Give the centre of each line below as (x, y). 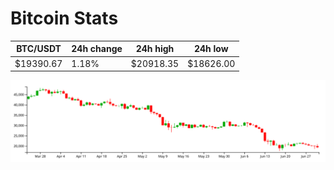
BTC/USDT (39, 49)
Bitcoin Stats (64, 18)
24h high (155, 49)
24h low (211, 49)
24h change (97, 49)
